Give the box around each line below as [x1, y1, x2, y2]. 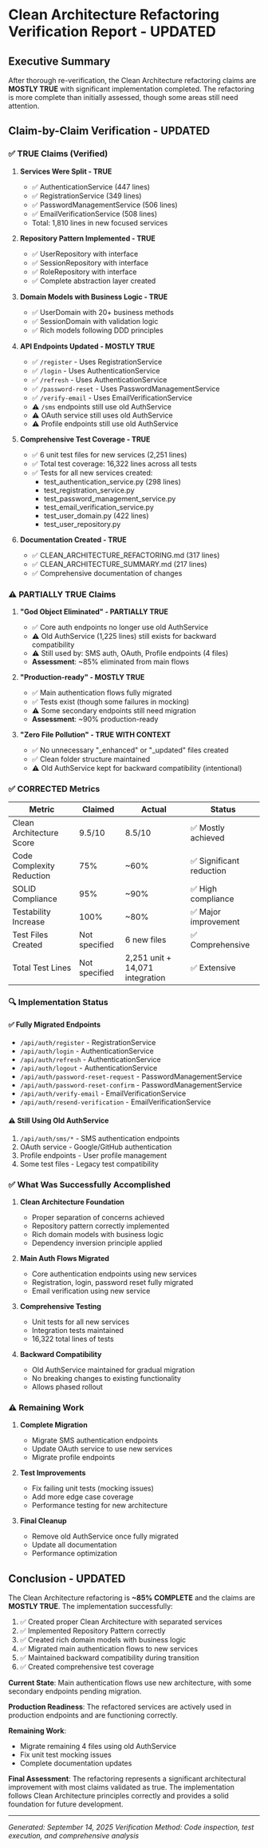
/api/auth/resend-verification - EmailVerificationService [19, 1097, 211, 1107]
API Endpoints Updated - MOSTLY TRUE [19, 341, 156, 351]
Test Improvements [19, 1468, 86, 1478]
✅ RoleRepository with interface [31, 266, 137, 277]
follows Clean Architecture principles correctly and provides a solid [8, 1791, 229, 1801]
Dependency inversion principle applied [31, 1238, 163, 1247]
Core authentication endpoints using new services [31, 1269, 198, 1279]
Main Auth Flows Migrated [19, 1253, 110, 1263]
